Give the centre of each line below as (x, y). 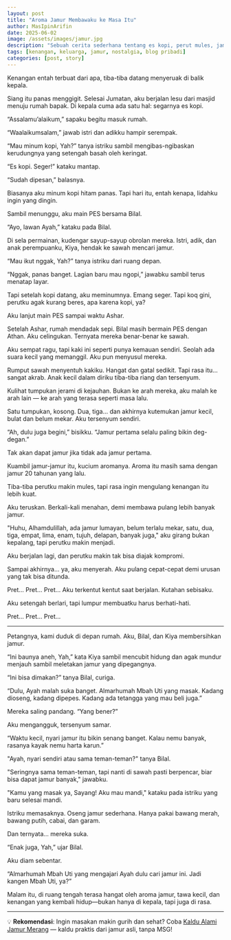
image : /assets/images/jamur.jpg (55, 39)
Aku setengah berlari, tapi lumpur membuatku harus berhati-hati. (99, 603)
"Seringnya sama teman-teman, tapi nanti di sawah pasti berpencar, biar (110, 772)
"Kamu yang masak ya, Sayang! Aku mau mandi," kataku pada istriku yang (112, 792)
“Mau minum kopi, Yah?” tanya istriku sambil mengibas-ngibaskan (101, 146)
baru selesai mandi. (35, 800)
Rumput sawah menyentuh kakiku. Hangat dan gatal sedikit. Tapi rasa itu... (112, 370)
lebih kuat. (22, 494)
